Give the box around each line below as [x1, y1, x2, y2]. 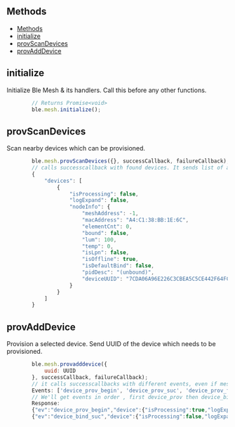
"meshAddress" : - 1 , [81, 210, 139, 217]
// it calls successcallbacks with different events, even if [32, 380, 217, 388]
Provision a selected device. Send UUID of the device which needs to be [6, 340, 216, 348]
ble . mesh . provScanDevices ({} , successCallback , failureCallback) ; [32, 158, 230, 165]
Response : [32, 400, 60, 407]
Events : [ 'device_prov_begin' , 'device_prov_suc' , [32, 387, 183, 394]
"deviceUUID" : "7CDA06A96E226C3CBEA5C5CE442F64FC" [81, 275, 233, 282]
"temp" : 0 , [81, 243, 114, 250]
